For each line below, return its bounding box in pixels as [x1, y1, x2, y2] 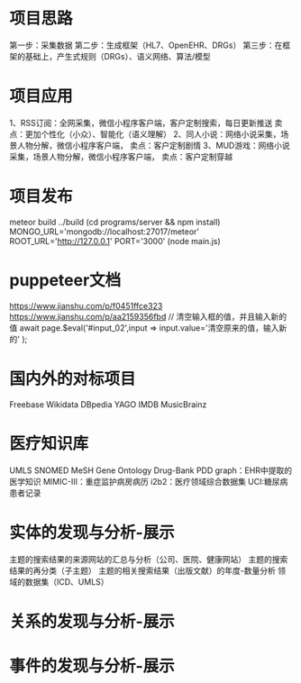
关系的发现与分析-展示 [9, 611, 176, 632]
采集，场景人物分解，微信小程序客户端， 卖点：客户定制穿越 [9, 150, 233, 162]
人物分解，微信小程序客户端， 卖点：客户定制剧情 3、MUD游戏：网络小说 [16, 140, 290, 150]
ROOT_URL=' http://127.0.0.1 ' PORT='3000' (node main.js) [9, 235, 221, 246]
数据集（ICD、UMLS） [24, 576, 110, 587]
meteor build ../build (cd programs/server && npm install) [9, 216, 221, 227]
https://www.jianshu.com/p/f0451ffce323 [9, 300, 163, 311]
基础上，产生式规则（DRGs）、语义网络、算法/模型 [24, 50, 211, 61]
